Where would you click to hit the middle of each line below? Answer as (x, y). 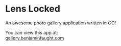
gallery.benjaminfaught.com (35, 38)
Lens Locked (33, 9)
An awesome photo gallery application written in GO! (61, 23)
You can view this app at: (32, 32)
